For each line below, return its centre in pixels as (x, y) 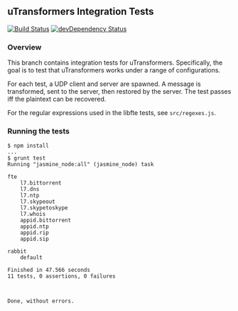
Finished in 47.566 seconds (49, 270)
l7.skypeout (38, 202)
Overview (25, 47)
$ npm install (28, 146)
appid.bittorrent (46, 220)
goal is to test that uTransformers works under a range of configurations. (114, 70)
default (31, 258)
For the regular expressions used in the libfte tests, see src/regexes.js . (112, 113)
